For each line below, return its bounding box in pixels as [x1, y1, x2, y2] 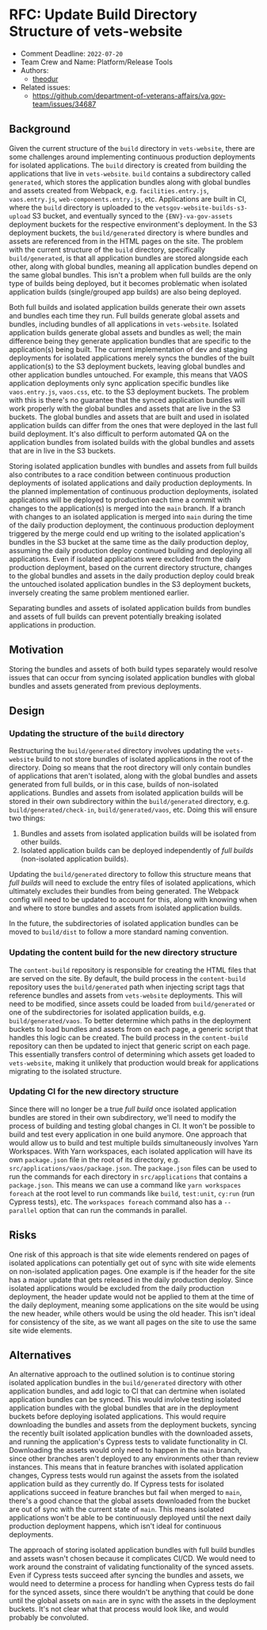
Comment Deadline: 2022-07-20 [20, 48, 124, 58]
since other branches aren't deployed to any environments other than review [9, 1454, 259, 1463]
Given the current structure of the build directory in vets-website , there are [9, 143, 256, 153]
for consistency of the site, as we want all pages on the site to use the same [9, 1317, 257, 1327]
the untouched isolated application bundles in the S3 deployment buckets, [9, 579, 252, 589]
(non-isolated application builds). [20, 854, 129, 863]
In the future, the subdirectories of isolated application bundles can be [9, 919, 238, 929]
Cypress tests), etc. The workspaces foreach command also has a [9, 1197, 223, 1207]
